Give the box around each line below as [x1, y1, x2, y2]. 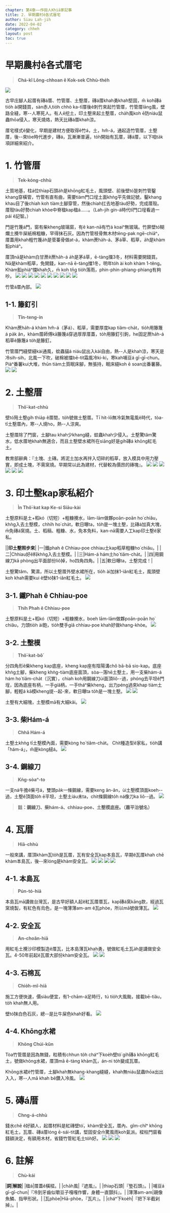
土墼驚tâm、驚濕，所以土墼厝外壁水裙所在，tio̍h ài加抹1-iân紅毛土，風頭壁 [5, 569, 161, 575]
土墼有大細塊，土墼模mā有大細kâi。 [5, 699, 80, 705]
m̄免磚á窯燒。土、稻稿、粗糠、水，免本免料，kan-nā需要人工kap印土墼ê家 [5, 528, 161, 534]
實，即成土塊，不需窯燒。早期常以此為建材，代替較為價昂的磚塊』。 [5, 461, 146, 468]
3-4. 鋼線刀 [5, 763, 41, 771]
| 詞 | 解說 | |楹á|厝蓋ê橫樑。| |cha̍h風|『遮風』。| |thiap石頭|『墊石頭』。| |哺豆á [5, 1182, 165, 1189]
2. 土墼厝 [5, 386, 43, 398]
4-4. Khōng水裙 [5, 1027, 56, 1036]
